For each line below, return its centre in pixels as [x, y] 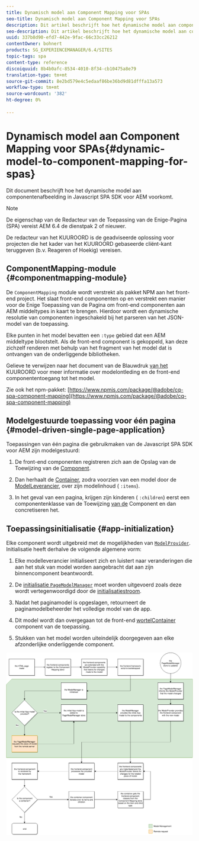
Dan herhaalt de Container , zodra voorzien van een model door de [95, 480]
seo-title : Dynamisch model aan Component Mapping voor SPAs [83, 19]
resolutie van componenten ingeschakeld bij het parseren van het [86, 317]
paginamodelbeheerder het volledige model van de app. [83, 609]
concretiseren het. [37, 510]
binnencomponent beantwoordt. [54, 573]
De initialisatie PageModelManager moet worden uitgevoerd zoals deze [98, 585]
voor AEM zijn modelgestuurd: [43, 451]
